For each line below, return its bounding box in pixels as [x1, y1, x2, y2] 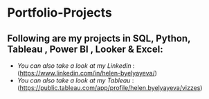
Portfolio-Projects [7, 5, 113, 21]
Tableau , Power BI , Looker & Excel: [7, 43, 164, 55]
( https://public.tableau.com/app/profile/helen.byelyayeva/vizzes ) [17, 84, 203, 91]
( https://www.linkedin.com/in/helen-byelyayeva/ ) [17, 69, 158, 77]
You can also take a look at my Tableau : [17, 76, 134, 84]
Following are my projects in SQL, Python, [7, 33, 191, 44]
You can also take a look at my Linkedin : [17, 62, 135, 70]
